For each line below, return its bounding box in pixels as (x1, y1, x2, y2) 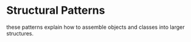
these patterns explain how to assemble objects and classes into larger (6, 23, 185, 31)
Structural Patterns (6, 4, 106, 17)
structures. (6, 29, 34, 37)
